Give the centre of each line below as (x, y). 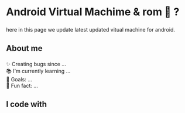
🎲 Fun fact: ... (22, 86)
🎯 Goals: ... (19, 80)
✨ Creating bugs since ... (36, 64)
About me (24, 48)
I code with (27, 104)
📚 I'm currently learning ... (38, 71)
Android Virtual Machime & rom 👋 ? (93, 12)
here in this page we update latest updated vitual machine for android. (91, 30)
